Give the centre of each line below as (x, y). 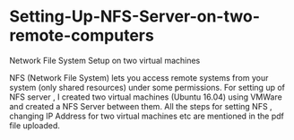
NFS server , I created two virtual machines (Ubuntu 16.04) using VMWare (146, 97)
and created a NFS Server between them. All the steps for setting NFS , (141, 106)
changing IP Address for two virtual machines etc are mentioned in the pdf (147, 116)
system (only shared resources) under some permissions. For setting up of (147, 87)
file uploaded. (35, 125)
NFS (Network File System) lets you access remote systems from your (139, 77)
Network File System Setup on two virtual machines (105, 60)
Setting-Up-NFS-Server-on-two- (134, 17)
